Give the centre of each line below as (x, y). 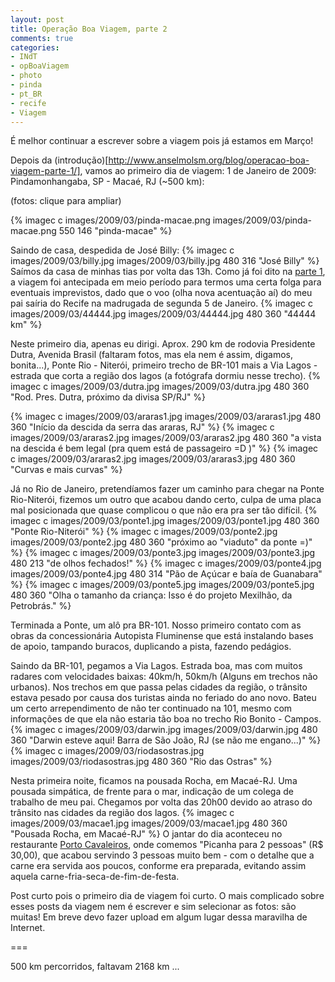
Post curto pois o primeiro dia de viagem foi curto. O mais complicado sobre (167, 896)
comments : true (42, 38)
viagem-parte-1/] (45, 171)
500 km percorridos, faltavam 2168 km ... (95, 967)
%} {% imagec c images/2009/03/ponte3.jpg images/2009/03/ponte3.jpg (163, 553)
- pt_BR (26, 94)
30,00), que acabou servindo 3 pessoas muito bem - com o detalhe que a (162, 855)
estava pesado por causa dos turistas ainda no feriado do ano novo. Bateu (163, 698)
